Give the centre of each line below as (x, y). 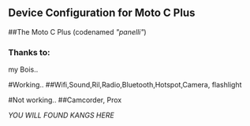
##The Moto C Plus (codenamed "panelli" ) (78, 31)
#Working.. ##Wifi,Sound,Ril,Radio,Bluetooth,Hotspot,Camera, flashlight (125, 85)
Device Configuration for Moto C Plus (102, 13)
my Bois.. (23, 69)
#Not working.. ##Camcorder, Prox (65, 100)
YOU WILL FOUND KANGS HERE (61, 115)
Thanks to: (29, 52)
